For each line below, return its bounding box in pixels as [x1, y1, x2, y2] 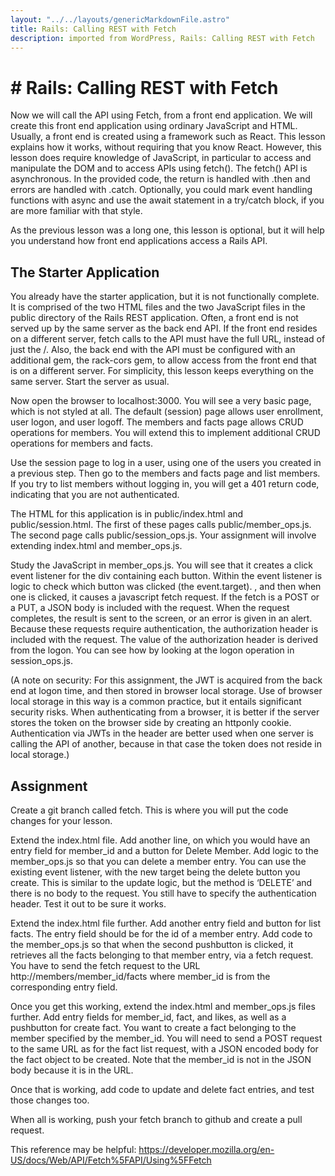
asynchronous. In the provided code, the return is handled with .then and [10, 173, 311, 185]
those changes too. [10, 1094, 90, 1106]
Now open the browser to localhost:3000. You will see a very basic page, [10, 395, 312, 407]
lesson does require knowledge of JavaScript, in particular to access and [10, 152, 312, 164]
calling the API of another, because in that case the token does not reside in [10, 738, 322, 750]
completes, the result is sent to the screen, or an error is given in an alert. [10, 612, 313, 625]
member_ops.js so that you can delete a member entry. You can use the [10, 855, 307, 867]
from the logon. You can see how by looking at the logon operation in [10, 644, 295, 656]
